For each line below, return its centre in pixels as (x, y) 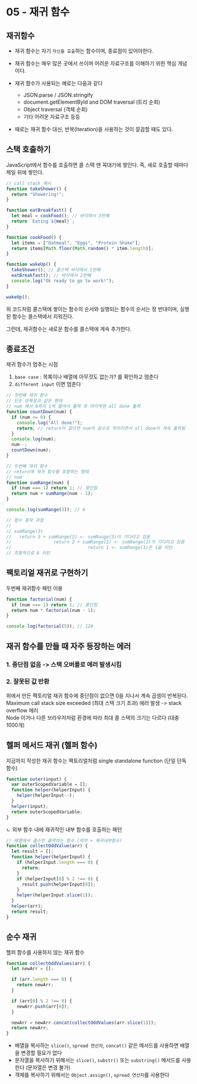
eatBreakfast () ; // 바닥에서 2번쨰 (51, 275)
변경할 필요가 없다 (41, 1053)
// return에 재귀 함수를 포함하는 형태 (48, 471)
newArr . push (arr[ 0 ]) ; (43, 1006)
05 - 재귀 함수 (38, 12)
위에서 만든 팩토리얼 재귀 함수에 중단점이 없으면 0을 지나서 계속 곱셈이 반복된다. (97, 696)
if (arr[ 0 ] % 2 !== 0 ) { (42, 1001)
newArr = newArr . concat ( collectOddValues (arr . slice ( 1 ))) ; (84, 1023)
